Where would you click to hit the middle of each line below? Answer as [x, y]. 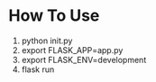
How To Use [54, 16]
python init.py [47, 41]
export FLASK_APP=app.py [72, 50]
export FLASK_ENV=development [84, 59]
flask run [38, 69]
